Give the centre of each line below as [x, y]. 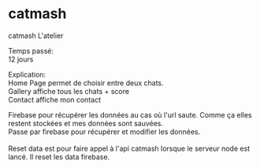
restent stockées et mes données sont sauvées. [86, 123]
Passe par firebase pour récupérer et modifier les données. [104, 132]
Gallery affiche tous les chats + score [69, 91]
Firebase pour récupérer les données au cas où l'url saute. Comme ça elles [130, 114]
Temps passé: [31, 50]
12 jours [21, 59]
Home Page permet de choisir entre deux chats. [86, 83]
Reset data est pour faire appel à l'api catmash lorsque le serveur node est [129, 148]
